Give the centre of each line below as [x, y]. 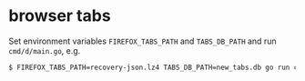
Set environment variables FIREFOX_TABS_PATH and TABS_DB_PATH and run [142, 41]
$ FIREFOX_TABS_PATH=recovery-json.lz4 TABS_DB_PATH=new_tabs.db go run [149, 67]
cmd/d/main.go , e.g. [45, 50]
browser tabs [60, 16]
